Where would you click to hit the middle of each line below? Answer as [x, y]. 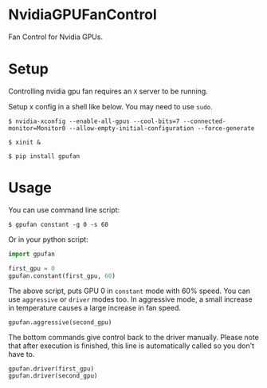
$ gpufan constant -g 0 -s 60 [59, 224]
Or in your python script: [49, 239]
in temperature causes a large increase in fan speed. [95, 308]
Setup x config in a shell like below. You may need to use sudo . [110, 106]
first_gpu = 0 [32, 268]
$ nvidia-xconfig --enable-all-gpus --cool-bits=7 [94, 121]
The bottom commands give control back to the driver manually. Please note [133, 338]
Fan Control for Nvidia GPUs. [56, 37]
